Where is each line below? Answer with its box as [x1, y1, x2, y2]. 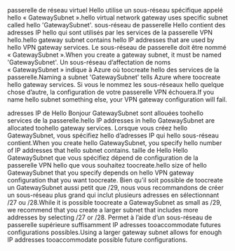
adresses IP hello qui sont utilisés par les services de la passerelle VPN [7, 28, 213, 36]
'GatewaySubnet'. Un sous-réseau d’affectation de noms [7, 58, 171, 66]
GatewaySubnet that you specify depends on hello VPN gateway [7, 168, 194, 177]
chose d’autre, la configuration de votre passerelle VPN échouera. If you [7, 88, 215, 96]
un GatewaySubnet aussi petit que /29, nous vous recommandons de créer [7, 184, 224, 191]
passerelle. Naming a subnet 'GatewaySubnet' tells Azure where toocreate [7, 73, 221, 81]
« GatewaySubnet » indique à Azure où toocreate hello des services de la [7, 66, 220, 74]
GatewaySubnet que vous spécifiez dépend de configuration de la [7, 154, 199, 162]
